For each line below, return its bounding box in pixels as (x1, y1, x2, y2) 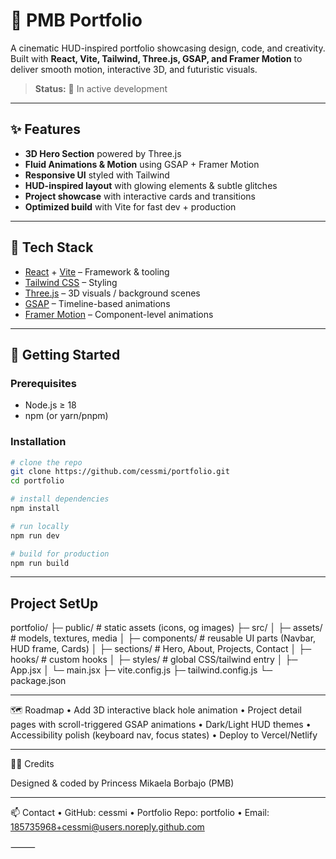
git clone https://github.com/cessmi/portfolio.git (10, 467, 230, 477)
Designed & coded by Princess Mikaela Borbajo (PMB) (10, 777, 235, 789)
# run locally (10, 521, 70, 531)
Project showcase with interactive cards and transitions (24, 190, 256, 202)
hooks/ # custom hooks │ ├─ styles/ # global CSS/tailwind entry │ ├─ (10, 654, 298, 666)
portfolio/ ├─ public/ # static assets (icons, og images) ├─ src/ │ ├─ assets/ (10, 622, 323, 634)
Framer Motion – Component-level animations (24, 308, 214, 320)
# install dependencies (10, 494, 110, 504)
